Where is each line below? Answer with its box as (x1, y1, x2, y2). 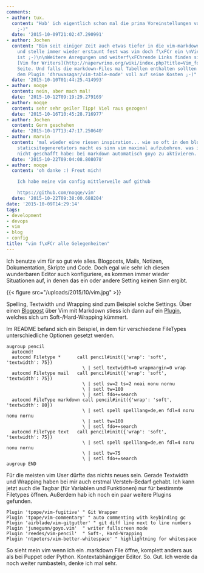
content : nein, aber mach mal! (12, 88, 91, 94)
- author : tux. (6, 15, 45, 21)
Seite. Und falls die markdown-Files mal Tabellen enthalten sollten (17, 65, 197, 72)
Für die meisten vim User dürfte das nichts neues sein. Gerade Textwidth (6, 471, 189, 479)
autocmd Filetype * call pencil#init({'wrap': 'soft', (12, 354, 167, 360)
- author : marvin (6, 133, 50, 140)
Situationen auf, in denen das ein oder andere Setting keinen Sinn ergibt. (6, 277, 188, 284)
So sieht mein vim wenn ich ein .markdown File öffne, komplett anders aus (6, 546, 192, 553)
